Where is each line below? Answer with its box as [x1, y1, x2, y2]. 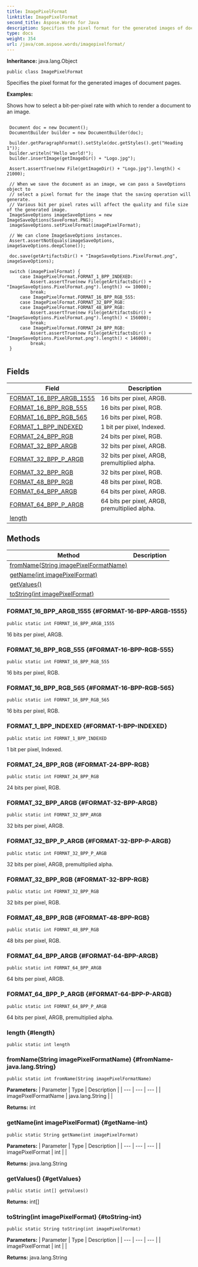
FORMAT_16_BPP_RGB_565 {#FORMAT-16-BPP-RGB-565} [6, 684, 175, 692]
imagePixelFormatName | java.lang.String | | [6, 1093, 113, 1100]
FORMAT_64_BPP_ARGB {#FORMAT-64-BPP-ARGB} [6, 952, 159, 960]
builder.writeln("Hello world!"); [9, 150, 94, 156]
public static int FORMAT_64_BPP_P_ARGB [6, 1003, 108, 1009]
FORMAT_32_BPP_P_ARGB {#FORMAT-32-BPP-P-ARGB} [6, 837, 172, 845]
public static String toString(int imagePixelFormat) [6, 1226, 142, 1232]
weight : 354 [6, 36, 36, 42]
